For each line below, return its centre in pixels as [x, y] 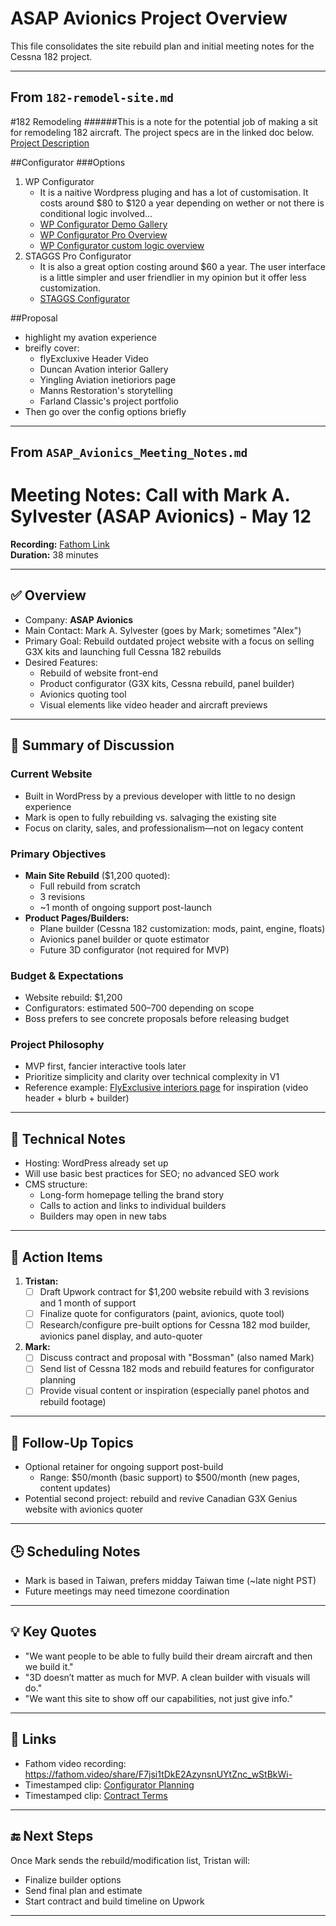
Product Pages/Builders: [77, 918]
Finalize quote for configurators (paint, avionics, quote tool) [162, 1314]
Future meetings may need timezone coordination [127, 1591]
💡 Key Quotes [53, 1632]
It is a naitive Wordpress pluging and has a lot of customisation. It [174, 192]
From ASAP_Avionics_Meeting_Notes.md [129, 452]
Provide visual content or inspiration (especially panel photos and [174, 1391]
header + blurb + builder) [77, 1098]
